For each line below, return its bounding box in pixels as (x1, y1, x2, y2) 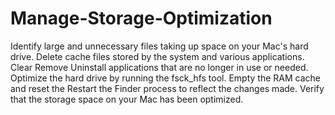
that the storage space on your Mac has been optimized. (10, 93, 244, 105)
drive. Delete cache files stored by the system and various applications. (10, 50, 305, 62)
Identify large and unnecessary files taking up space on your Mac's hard (10, 40, 309, 52)
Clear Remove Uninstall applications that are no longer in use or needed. (10, 61, 309, 73)
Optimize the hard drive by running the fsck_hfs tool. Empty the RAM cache (10, 72, 321, 84)
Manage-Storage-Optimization (10, 7, 273, 30)
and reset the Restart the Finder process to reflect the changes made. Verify (10, 82, 325, 94)
